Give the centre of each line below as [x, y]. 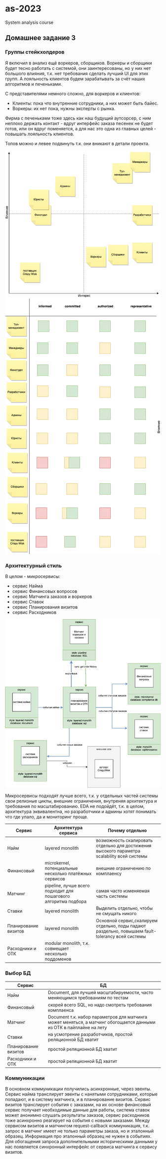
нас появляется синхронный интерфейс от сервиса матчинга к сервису [81, 1147]
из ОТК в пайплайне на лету [77, 1027]
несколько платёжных [68, 873]
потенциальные [61, 868]
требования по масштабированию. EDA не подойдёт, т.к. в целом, [75, 806]
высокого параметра [118, 851]
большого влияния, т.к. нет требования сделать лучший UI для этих [77, 73]
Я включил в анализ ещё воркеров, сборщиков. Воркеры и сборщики [79, 63]
